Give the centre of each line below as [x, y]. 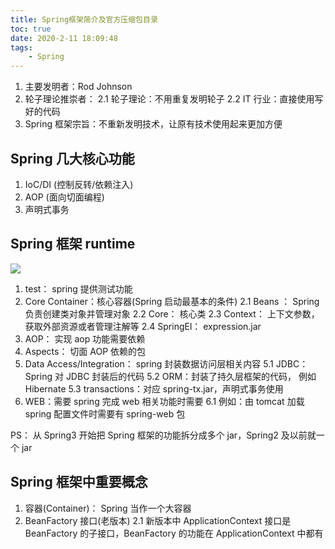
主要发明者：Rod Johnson [78, 87]
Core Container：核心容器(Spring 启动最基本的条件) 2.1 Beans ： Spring [172, 301]
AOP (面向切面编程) [64, 197]
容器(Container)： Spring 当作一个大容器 [108, 508]
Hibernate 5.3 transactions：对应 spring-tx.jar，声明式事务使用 [154, 388]
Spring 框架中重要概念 [79, 482]
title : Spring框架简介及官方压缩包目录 [84, 19]
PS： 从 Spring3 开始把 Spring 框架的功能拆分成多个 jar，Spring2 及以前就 [163, 435]
